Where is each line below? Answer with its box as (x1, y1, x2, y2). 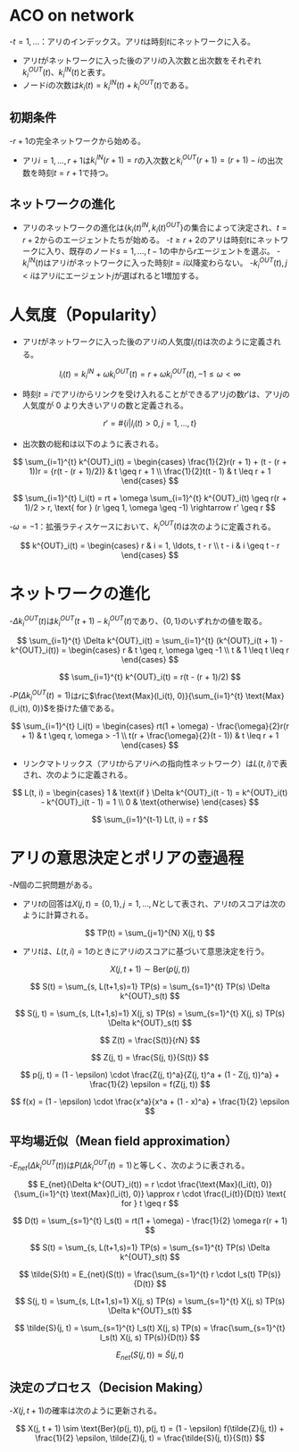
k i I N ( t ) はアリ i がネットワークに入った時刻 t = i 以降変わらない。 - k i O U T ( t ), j (21, 256, 287, 270)
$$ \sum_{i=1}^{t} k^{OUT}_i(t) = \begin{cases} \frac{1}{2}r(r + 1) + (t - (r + (12, 456, 287, 467)
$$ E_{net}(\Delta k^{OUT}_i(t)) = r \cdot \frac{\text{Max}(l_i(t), (28, 1179, 260, 1190)
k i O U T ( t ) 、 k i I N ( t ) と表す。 (21, 64, 111, 80)
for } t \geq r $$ (120, 1198, 179, 1209)
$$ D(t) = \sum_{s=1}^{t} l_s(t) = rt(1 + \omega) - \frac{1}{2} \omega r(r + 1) (12, 1215, 288, 1226)
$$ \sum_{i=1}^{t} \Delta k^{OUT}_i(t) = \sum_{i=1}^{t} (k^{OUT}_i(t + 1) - (16, 635, 284, 646)
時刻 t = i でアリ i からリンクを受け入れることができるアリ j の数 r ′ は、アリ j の (21, 389, 290, 400)
